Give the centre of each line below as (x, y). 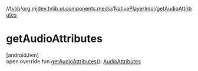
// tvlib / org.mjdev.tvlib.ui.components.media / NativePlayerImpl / (82, 9)
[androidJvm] (23, 55)
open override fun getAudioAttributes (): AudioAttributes (74, 61)
